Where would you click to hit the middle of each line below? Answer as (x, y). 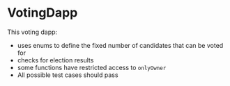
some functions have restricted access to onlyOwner (92, 67)
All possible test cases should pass (68, 75)
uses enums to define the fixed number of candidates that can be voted (120, 45)
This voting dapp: (32, 32)
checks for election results (55, 60)
